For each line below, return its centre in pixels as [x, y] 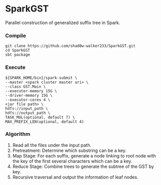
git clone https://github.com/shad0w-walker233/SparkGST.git [70, 46]
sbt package [18, 55]
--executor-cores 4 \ [28, 100]
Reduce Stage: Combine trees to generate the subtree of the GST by [83, 166]
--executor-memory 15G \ [31, 91]
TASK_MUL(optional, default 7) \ [40, 117]
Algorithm [18, 134]
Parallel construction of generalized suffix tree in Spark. [63, 23]
